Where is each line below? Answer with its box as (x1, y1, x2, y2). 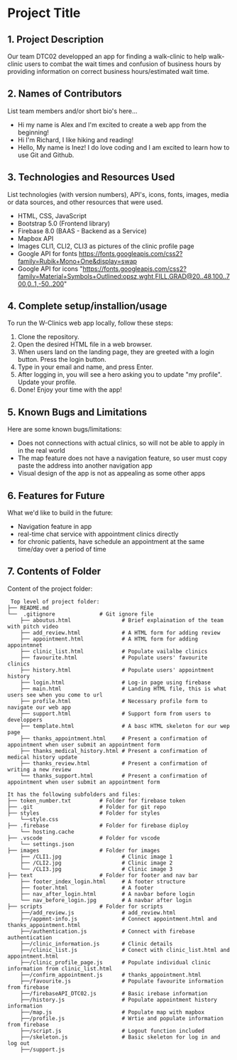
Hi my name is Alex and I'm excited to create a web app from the (17, 120, 207, 129)
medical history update (7, 754, 78, 761)
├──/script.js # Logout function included (20, 1027, 204, 1034)
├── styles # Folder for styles (7, 809, 160, 817)
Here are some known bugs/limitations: (7, 425, 122, 434)
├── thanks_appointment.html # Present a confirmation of (20, 734, 208, 742)
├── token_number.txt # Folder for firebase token (7, 797, 186, 804)
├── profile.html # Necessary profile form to (20, 697, 208, 705)
